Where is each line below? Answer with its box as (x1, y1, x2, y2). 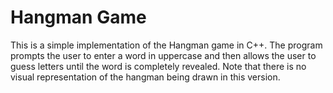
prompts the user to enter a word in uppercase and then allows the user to (10, 49, 317, 61)
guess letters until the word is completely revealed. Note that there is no (10, 60, 307, 72)
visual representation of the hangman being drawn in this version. (10, 71, 281, 83)
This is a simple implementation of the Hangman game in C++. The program (10, 39, 323, 51)
